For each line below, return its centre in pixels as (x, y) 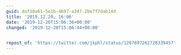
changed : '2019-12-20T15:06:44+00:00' (53, 27)
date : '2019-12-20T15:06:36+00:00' (49, 22)
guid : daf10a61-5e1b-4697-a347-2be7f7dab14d (61, 11)
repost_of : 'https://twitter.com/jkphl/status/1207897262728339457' (91, 43)
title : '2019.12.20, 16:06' (40, 17)
